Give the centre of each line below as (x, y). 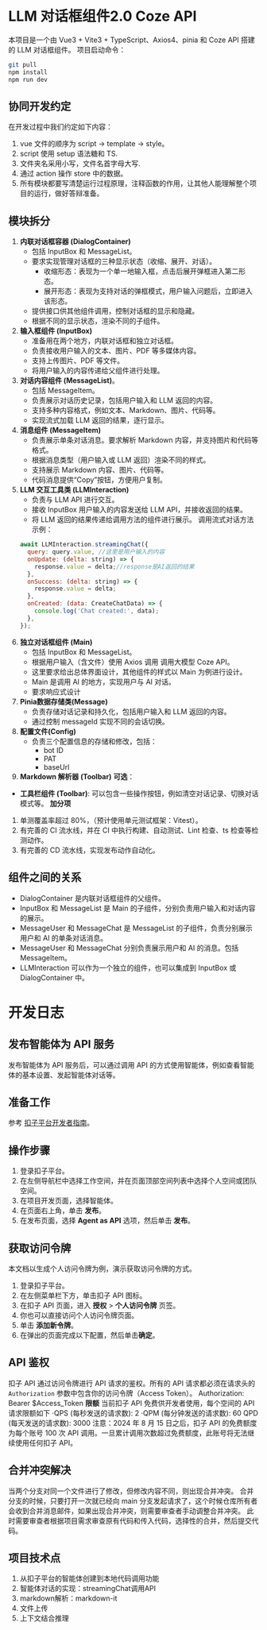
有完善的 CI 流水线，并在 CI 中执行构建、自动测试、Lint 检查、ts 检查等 (135, 830)
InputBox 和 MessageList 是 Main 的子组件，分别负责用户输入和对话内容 (137, 908)
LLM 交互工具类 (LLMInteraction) (74, 490)
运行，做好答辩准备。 (69, 193)
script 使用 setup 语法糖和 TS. (68, 154)
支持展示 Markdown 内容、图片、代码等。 (100, 470)
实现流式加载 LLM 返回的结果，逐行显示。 (100, 420)
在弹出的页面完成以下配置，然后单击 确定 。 (89, 1335)
